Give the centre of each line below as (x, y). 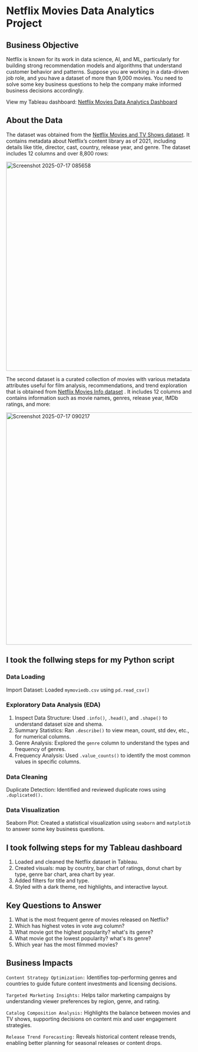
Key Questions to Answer (54, 905)
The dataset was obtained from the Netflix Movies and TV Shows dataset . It (98, 134)
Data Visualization (33, 810)
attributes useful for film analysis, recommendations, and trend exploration (97, 385)
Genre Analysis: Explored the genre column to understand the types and (102, 743)
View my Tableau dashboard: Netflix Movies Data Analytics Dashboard (92, 102)
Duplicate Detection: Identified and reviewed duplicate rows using (86, 790)
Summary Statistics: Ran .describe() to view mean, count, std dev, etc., (102, 730)
